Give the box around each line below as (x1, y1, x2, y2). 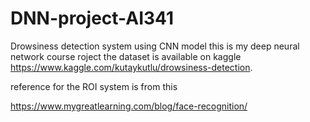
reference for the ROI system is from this (10, 80, 178, 92)
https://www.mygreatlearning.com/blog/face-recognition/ (10, 100, 248, 112)
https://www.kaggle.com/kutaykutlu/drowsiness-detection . (10, 61, 253, 73)
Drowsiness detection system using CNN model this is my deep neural (10, 40, 300, 52)
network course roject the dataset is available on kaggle (10, 50, 242, 62)
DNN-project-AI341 (10, 7, 175, 30)
